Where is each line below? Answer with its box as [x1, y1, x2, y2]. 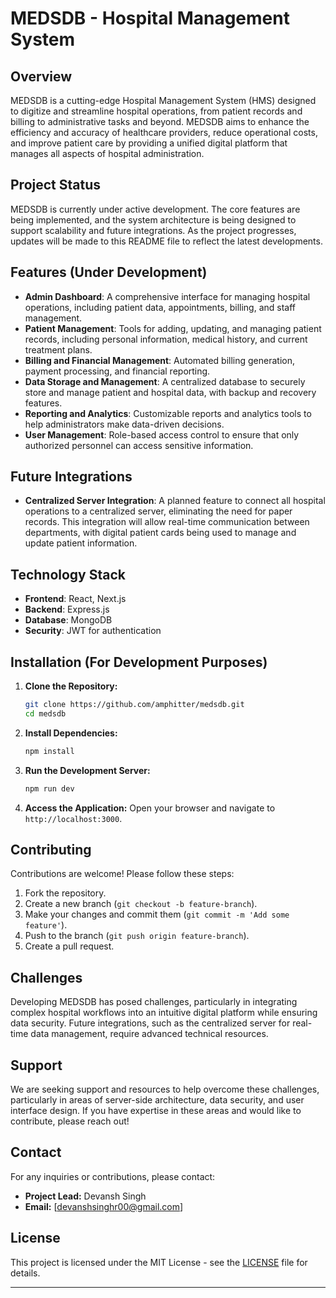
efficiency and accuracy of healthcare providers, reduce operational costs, [10, 127, 318, 138]
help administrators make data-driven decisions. [24, 418, 225, 430]
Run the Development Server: [24, 764, 151, 776]
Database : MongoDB [24, 614, 113, 626]
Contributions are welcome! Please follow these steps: [10, 868, 235, 880]
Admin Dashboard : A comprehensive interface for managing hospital [24, 290, 311, 302]
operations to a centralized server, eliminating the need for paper [24, 505, 293, 517]
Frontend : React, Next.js [24, 593, 127, 605]
